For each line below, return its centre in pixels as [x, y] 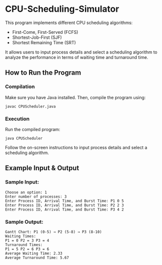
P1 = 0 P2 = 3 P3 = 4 [27, 240]
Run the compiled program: [33, 129]
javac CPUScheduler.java [30, 106]
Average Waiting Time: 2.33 [34, 253]
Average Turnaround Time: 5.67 [37, 258]
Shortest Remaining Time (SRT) [44, 42]
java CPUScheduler [24, 138]
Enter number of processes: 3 [36, 197]
